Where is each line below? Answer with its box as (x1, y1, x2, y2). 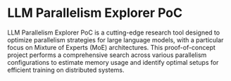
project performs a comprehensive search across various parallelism (7, 51, 207, 59)
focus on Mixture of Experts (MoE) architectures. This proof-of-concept (7, 43, 216, 51)
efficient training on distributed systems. (7, 66, 125, 74)
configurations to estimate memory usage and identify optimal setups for (7, 58, 219, 66)
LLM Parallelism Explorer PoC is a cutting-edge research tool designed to (7, 28, 220, 37)
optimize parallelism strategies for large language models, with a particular (7, 35, 224, 44)
